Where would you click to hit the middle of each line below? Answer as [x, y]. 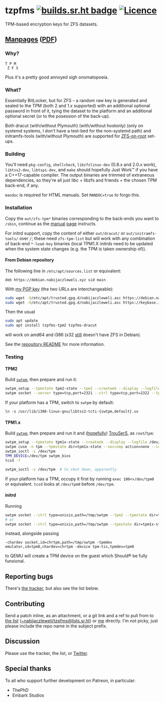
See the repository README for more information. [55, 344]
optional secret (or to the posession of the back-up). [58, 116]
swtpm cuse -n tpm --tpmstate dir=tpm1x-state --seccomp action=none [77, 447]
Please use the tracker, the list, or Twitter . [47, 653]
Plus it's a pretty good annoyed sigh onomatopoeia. [57, 77]
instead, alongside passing [32, 533]
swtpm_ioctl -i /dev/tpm [30, 451]
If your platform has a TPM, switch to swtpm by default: [60, 403]
